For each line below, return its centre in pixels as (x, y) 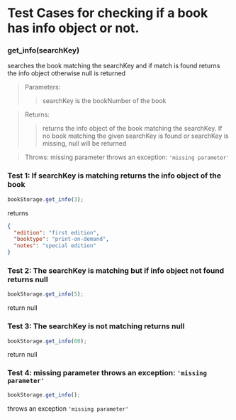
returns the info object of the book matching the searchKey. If (132, 129)
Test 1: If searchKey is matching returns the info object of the (114, 176)
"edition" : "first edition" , (57, 232)
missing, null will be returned (84, 144)
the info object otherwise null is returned (67, 73)
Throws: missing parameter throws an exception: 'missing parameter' (127, 157)
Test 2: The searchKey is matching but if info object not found (116, 270)
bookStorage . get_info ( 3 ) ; (45, 199)
